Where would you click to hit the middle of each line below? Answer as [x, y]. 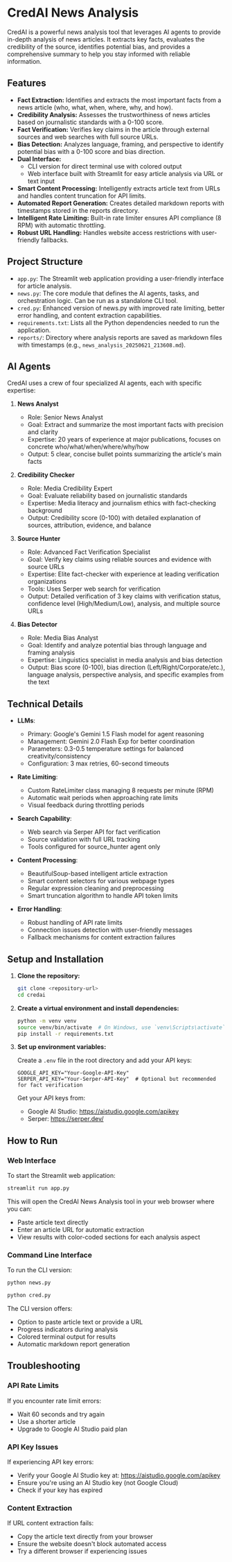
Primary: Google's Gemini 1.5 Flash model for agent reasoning [116, 734]
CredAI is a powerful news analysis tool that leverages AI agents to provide [114, 32]
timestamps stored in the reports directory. [78, 210]
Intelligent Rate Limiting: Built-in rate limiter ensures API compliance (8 [119, 218]
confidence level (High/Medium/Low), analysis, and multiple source [124, 604]
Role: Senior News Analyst [65, 417]
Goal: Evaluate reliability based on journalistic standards [107, 496]
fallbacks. [55, 240]
